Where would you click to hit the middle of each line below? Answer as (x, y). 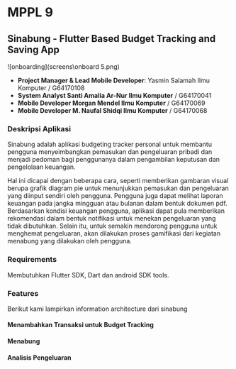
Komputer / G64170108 (51, 88)
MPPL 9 (30, 12)
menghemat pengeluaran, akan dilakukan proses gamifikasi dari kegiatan (114, 233)
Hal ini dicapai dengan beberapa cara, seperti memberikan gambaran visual (118, 181)
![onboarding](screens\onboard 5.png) (64, 67)
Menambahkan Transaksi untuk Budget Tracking (81, 325)
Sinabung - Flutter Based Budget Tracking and (112, 39)
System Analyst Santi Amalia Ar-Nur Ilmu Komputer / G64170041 (114, 95)
